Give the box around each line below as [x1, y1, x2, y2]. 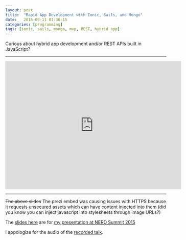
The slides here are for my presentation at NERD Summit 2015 [5, 219, 135, 226]
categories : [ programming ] [5, 22, 63, 27]
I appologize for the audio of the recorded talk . [5, 229, 104, 235]
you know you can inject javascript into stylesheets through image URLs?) [5, 209, 161, 215]
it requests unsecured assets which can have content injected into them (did [5, 204, 166, 210]
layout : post [5, 7, 33, 13]
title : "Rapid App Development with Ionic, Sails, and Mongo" [5, 12, 143, 17]
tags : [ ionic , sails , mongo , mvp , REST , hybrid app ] [5, 27, 120, 32]
